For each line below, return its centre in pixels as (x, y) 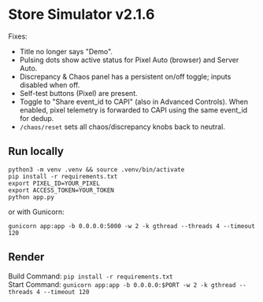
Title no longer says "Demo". (66, 51)
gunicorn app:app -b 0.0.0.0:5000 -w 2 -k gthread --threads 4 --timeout (132, 226)
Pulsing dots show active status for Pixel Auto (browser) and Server (129, 60)
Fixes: (18, 36)
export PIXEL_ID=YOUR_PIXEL (54, 183)
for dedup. (37, 118)
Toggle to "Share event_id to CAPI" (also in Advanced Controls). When (134, 101)
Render (26, 257)
